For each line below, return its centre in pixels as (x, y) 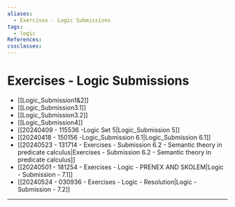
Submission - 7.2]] (44, 189)
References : (24, 40)
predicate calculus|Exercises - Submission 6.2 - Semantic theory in (114, 152)
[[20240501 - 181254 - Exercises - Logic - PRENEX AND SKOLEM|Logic (120, 167)
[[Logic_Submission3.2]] (53, 115)
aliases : (20, 14)
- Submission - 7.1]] (45, 174)
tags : (15, 27)
